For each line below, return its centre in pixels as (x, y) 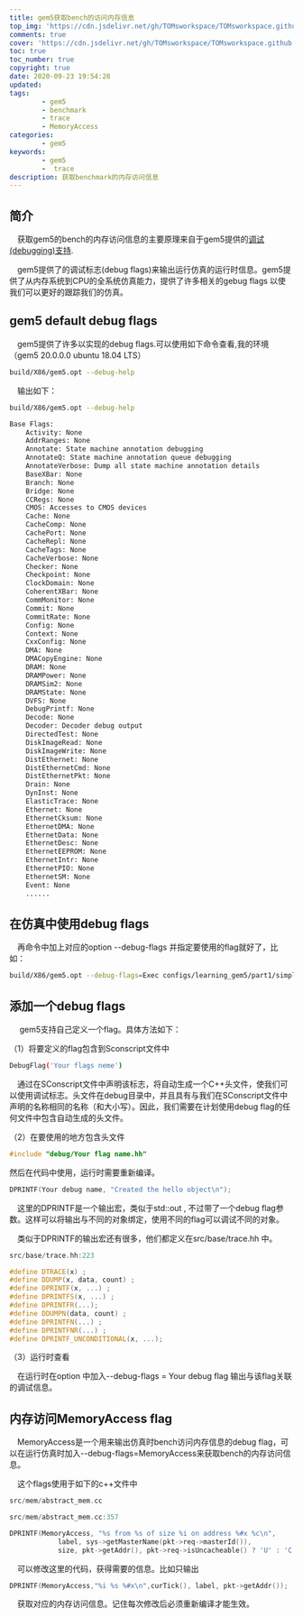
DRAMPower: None (56, 675)
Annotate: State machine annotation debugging (115, 449)
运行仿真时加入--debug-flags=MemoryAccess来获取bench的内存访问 (154, 1454)
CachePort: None (56, 533)
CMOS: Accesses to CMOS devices (86, 508)
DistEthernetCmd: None (68, 767)
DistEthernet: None (62, 759)
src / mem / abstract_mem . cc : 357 (64, 1517)
